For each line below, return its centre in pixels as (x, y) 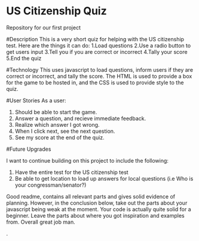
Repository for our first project (43, 28)
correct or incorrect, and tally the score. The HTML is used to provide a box (99, 76)
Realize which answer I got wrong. (57, 124)
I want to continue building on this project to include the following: (88, 160)
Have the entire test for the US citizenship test (71, 172)
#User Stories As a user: (36, 100)
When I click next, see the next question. (65, 131)
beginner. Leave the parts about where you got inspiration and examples (95, 215)
